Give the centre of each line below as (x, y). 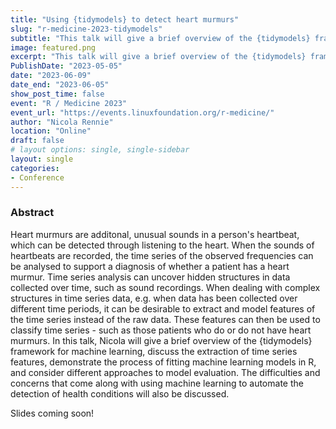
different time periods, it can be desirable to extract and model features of (163, 308)
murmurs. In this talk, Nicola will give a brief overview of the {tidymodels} (161, 340)
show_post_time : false (57, 94)
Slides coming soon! (52, 413)
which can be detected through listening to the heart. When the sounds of (162, 245)
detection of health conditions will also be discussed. (120, 393)
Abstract (32, 213)
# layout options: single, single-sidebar (100, 150)
